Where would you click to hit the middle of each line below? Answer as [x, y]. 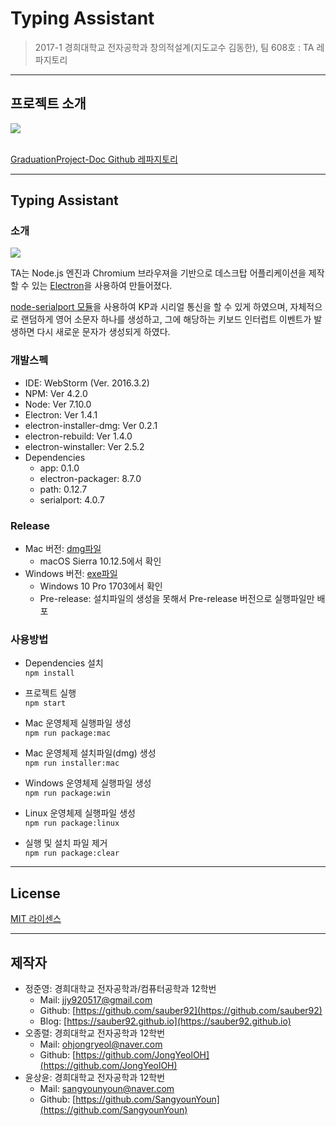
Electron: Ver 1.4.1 [61, 414]
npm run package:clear [72, 853]
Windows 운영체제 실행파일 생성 [88, 783]
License [35, 893]
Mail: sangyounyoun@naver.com [107, 1088]
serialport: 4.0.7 [72, 499]
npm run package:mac [67, 733]
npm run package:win [67, 793]
